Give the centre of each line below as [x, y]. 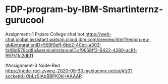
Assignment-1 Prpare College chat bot [45, 34]
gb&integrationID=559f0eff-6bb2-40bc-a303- [53, 45]
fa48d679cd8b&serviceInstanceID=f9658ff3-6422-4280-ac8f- [71, 50]
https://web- [99, 34]
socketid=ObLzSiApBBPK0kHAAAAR [44, 76]
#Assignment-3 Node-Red [33, 65]
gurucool [25, 20]
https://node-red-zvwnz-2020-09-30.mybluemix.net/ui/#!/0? [69, 71]
